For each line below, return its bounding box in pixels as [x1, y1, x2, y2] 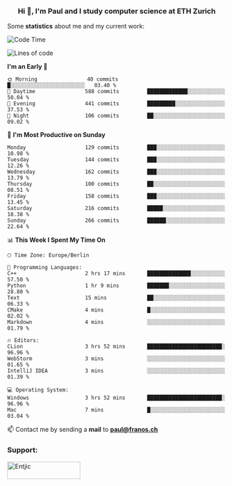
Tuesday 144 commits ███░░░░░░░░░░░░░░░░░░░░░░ [7, 156, 226, 163]
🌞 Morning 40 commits [7, 76, 119, 83]
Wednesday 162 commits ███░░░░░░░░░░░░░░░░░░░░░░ [7, 168, 226, 176]
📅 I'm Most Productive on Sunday [7, 131, 106, 139]
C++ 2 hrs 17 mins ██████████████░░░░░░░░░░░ [7, 270, 226, 277]
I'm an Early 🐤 [7, 63, 48, 71]
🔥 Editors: [7, 337, 40, 344]
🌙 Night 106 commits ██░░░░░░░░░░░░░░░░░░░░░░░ [7, 113, 226, 120]
